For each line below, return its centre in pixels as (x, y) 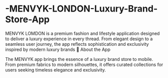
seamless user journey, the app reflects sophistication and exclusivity (77, 44)
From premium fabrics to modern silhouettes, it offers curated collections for (84, 64)
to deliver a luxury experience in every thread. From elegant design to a (79, 39)
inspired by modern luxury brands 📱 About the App (58, 49)
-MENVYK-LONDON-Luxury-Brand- (81, 9)
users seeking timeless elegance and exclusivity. (56, 70)
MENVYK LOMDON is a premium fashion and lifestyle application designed (82, 33)
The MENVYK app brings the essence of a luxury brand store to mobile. (79, 59)
